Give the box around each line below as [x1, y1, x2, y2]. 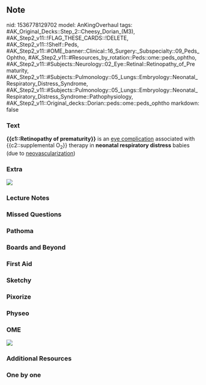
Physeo [6, 309, 29, 318]
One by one [6, 370, 42, 379]
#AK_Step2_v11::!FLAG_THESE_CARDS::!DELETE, [6, 34, 129, 42]
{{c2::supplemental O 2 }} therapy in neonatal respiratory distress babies [6, 142, 190, 150]
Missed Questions [6, 210, 62, 219]
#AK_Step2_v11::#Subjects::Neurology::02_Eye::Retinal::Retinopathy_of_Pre [6, 60, 195, 67]
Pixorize [6, 292, 32, 301]
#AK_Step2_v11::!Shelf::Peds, [6, 40, 79, 48]
